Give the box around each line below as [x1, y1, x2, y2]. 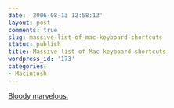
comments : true [8, 26, 58, 34]
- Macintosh [8, 70, 47, 77]
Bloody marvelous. [8, 91, 69, 100]
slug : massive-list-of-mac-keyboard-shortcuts [8, 33, 163, 41]
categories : [8, 63, 47, 70]
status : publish [8, 41, 61, 49]
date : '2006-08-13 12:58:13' [8, 11, 103, 20]
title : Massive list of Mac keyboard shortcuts [8, 48, 167, 56]
